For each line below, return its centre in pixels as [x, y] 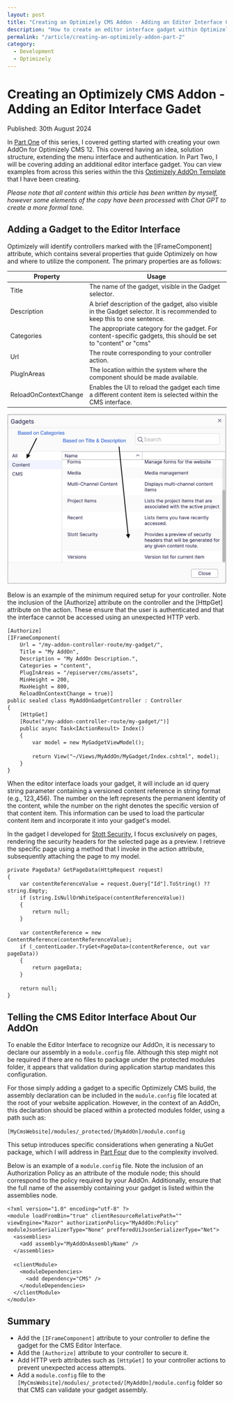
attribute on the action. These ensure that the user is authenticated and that [116, 610]
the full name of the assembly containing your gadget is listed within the [111, 1188]
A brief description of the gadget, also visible [154, 304]
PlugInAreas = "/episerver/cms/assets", [79, 673]
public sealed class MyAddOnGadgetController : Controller [95, 701]
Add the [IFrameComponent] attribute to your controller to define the [114, 1338]
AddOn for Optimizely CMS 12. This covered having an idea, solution [105, 149]
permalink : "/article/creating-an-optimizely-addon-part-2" [96, 37]
